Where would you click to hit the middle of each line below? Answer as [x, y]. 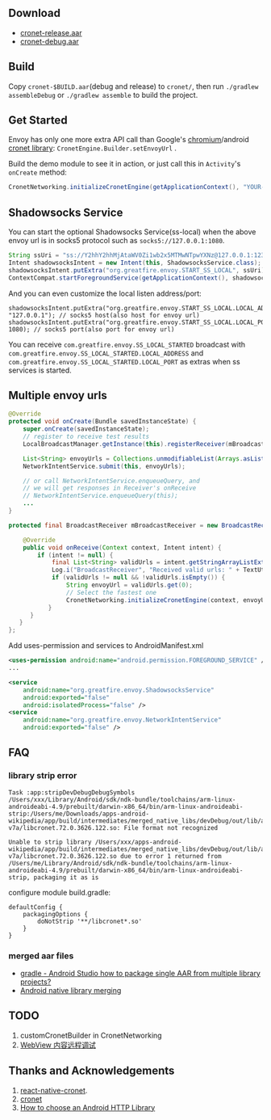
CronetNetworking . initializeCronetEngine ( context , [153, 600]
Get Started [38, 120]
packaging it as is [66, 877]
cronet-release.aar [51, 32]
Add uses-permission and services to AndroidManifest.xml [106, 646]
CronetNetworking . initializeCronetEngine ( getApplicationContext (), [124, 187]
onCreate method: [38, 172]
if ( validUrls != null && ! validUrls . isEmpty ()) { [138, 578]
